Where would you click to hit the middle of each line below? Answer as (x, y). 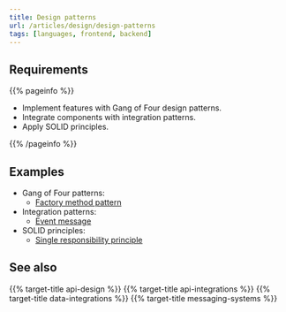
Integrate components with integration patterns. (109, 118)
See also (33, 267)
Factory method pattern (78, 202)
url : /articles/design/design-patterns (83, 26)
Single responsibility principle (89, 240)
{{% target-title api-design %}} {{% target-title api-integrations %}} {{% (140, 289)
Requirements (49, 69)
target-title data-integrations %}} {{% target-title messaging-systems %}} (143, 298)
